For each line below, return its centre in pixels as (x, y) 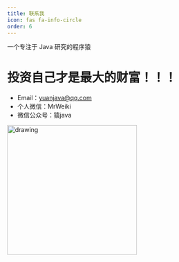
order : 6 (20, 26)
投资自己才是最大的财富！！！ (92, 77)
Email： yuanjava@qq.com (54, 98)
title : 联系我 (26, 13)
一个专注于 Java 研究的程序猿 (49, 47)
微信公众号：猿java (44, 115)
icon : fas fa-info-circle (44, 20)
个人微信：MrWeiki (44, 106)
